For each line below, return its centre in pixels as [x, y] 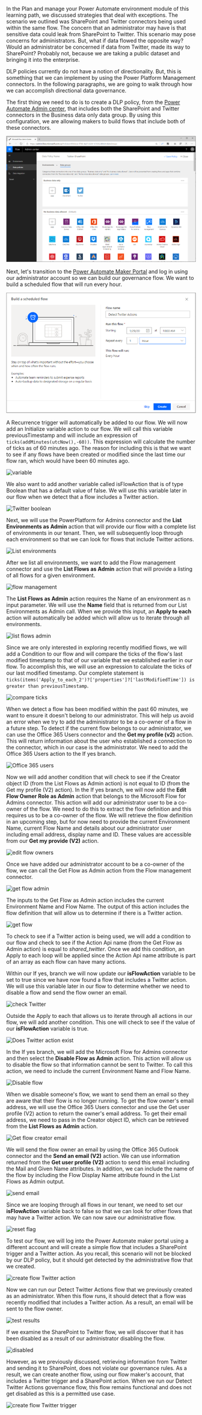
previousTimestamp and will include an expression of [72, 435]
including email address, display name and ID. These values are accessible [99, 834]
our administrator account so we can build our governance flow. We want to [100, 278]
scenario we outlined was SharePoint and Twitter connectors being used [96, 21]
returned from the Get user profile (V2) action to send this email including [98, 1162]
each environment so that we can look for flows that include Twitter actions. [100, 539]
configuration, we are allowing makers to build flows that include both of [96, 121]
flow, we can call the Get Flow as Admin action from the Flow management [99, 870]
